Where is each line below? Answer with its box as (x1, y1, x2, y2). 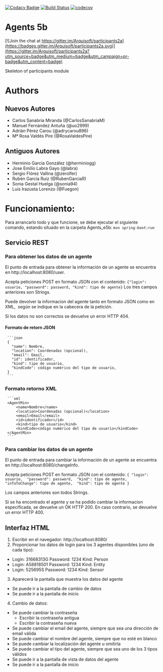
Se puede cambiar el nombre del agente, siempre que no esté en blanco (12, 635, 157, 641)
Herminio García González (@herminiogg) (12, 160, 96, 166)
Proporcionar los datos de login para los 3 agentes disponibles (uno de (12, 542, 154, 548)
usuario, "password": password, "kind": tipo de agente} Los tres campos (5, 284, 157, 290)
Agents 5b (5, 22, 48, 33)
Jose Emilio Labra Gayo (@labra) (12, 165, 78, 171)
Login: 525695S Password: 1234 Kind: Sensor (12, 567, 104, 572)
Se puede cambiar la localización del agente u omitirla (12, 641, 121, 647)
